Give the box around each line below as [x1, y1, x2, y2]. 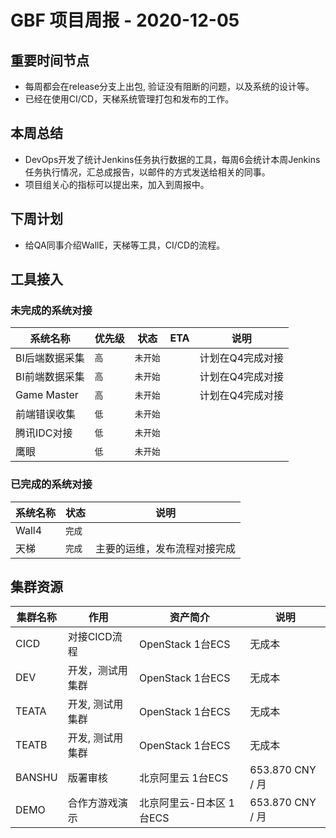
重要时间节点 [10, 52, 90, 69]
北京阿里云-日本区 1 [138, 796, 235, 810]
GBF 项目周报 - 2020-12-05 [10, 9, 240, 32]
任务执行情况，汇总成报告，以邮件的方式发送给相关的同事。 [24, 166, 271, 178]
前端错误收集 [15, 407, 77, 421]
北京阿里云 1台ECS [138, 771, 229, 785]
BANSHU [15, 771, 58, 785]
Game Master [15, 388, 79, 402]
